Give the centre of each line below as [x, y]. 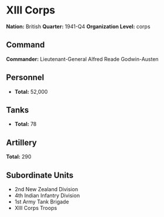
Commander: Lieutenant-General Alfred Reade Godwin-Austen [83, 59]
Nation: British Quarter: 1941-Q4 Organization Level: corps [78, 26]
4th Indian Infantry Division [47, 195]
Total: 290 [19, 157]
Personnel [25, 78]
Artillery [21, 142]
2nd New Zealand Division [46, 189]
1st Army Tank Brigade [42, 202]
